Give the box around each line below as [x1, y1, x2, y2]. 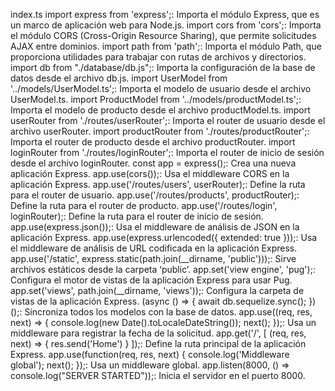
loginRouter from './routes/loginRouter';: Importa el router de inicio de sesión [10, 147, 325, 158]
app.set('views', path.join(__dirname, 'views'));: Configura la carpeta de [10, 285, 305, 296]
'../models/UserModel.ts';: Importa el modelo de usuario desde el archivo [10, 83, 312, 94]
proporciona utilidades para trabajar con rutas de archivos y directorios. [10, 51, 307, 63]
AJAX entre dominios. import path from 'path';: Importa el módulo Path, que [10, 40, 322, 52]
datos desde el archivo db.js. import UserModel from [10, 72, 228, 84]
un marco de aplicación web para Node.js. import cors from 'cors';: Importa [10, 19, 322, 31]
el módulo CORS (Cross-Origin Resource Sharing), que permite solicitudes [10, 30, 317, 41]
